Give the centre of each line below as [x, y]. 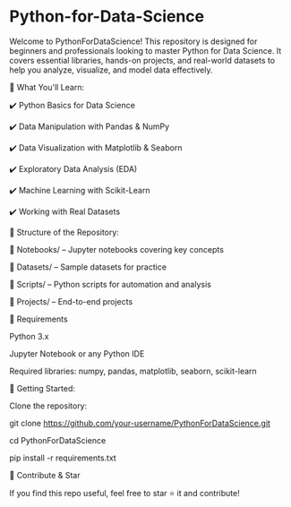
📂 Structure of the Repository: [64, 232]
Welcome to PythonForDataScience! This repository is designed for [133, 41]
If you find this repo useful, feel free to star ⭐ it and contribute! [124, 493]
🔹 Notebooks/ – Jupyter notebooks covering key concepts [116, 249]
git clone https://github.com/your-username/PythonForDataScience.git [140, 423]
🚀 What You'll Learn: [47, 87]
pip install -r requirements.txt [63, 458]
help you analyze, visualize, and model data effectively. [111, 70]
